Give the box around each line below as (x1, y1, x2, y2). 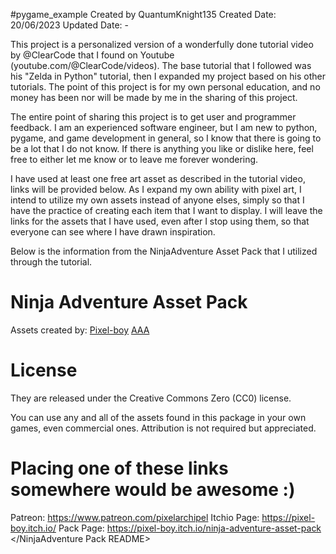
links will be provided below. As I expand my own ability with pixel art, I (10, 184, 302, 195)
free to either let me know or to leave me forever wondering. (10, 154, 259, 165)
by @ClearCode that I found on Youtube (10, 49, 175, 61)
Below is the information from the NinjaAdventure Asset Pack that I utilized (10, 245, 318, 257)
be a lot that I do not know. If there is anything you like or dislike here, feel (10, 143, 314, 154)
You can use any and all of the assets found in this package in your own (10, 411, 307, 423)
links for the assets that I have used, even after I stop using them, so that (10, 215, 310, 227)
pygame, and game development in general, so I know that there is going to (10, 132, 322, 144)
